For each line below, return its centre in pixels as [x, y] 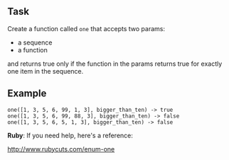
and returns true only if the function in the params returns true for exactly [115, 64]
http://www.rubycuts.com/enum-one [61, 149]
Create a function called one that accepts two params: [86, 28]
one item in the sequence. [46, 71]
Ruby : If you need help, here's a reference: [70, 135]
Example [27, 94]
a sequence [35, 42]
